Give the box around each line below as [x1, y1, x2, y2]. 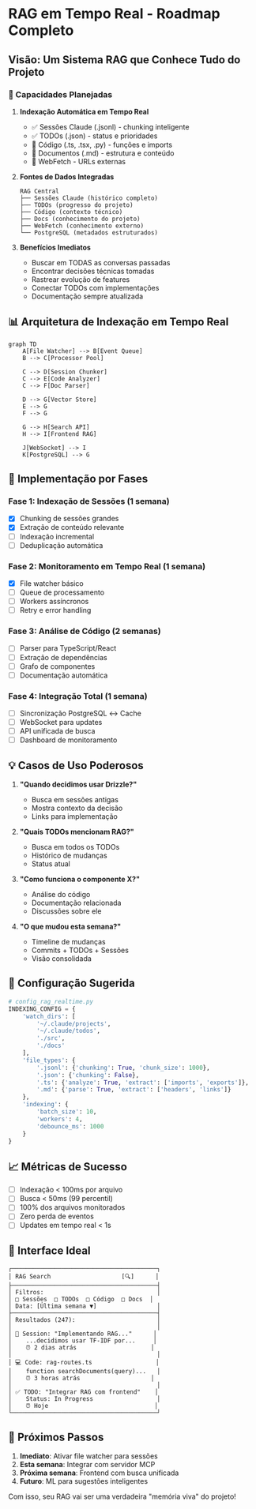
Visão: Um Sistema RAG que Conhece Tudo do [8, 53, 241, 66]
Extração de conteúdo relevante [19, 523, 125, 532]
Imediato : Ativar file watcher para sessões [19, 1451, 158, 1461]
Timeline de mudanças [31, 937, 106, 947]
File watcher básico [19, 578, 85, 588]
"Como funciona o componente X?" [19, 874, 141, 884]
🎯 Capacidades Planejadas [8, 88, 113, 99]
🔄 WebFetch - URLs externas [31, 156, 126, 166]
